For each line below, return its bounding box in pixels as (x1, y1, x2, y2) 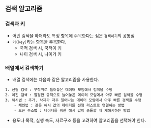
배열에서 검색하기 (5, 64, 44, 71)
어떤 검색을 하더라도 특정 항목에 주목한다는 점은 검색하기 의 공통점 (12, 32, 135, 38)
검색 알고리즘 (5, 4, 43, 13)
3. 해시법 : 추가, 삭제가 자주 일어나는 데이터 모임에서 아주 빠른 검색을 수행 (5, 98, 142, 102)
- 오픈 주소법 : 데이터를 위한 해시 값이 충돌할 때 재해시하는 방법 (14, 108, 130, 113)
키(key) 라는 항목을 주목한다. (12, 39, 66, 45)
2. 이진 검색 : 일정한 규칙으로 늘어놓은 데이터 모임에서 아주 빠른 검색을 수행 (5, 92, 143, 97)
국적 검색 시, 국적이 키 (19, 45, 62, 51)
